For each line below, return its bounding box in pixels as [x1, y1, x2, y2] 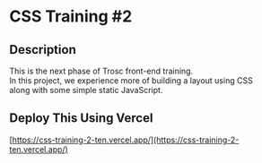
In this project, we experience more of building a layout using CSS [9, 75, 253, 86]
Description [9, 42, 76, 57]
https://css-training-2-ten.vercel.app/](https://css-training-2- [12, 134, 240, 145]
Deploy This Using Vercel [9, 110, 153, 126]
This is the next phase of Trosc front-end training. [9, 65, 194, 76]
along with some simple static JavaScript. [9, 85, 163, 95]
